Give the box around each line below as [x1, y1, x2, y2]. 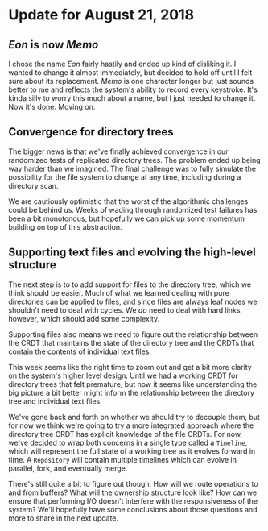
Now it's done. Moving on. [8, 102, 96, 111]
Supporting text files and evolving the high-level [8, 246, 256, 259]
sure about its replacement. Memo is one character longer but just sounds [8, 77, 254, 85]
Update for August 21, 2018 [8, 6, 195, 24]
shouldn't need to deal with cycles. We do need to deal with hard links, [8, 305, 243, 315]
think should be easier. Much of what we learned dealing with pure [8, 288, 229, 297]
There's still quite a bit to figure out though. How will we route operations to [8, 479, 259, 488]
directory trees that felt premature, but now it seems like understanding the [8, 379, 258, 388]
